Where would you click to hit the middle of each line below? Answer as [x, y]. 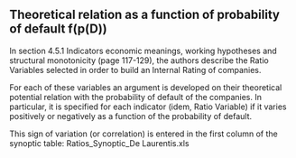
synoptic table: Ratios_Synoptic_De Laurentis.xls [99, 143]
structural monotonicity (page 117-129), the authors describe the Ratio [139, 60]
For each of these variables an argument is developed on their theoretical [146, 87]
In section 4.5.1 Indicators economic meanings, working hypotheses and [143, 51]
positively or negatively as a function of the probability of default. [131, 116]
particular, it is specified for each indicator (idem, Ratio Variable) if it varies [148, 107]
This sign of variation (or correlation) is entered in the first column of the [143, 134]
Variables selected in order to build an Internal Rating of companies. [135, 70]
